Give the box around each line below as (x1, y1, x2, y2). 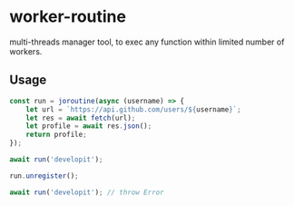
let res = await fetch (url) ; (25, 113, 136, 123)
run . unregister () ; (9, 171, 79, 181)
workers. (9, 45, 43, 56)
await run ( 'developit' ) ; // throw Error (9, 188, 165, 197)
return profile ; (25, 130, 88, 140)
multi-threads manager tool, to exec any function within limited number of (9, 36, 285, 47)
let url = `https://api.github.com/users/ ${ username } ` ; (25, 104, 242, 114)
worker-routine (9, 6, 127, 27)
